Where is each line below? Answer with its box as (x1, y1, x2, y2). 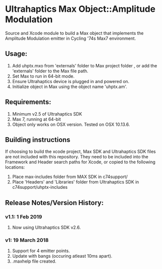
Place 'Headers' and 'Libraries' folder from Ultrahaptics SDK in (12, 179, 139, 185)
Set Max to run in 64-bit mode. (12, 73, 75, 79)
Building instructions (5, 135, 70, 144)
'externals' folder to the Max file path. (12, 68, 88, 74)
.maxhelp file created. (12, 258, 56, 264)
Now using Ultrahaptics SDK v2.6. (12, 225, 81, 231)
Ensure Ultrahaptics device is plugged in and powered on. (12, 78, 130, 84)
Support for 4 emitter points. (12, 248, 70, 254)
